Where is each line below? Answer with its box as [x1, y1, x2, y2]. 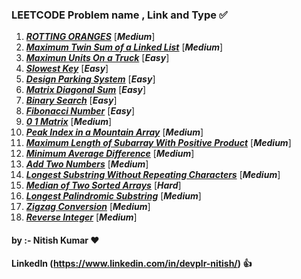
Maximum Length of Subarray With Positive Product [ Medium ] [25, 137, 292, 149]
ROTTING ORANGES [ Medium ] [25, 31, 156, 43]
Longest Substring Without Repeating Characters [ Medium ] [25, 169, 281, 181]
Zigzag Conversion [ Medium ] [25, 201, 151, 213]
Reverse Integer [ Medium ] [25, 211, 138, 223]
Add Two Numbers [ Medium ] [25, 158, 149, 170]
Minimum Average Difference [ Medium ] [25, 148, 195, 160]
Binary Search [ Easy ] [25, 94, 118, 107]
